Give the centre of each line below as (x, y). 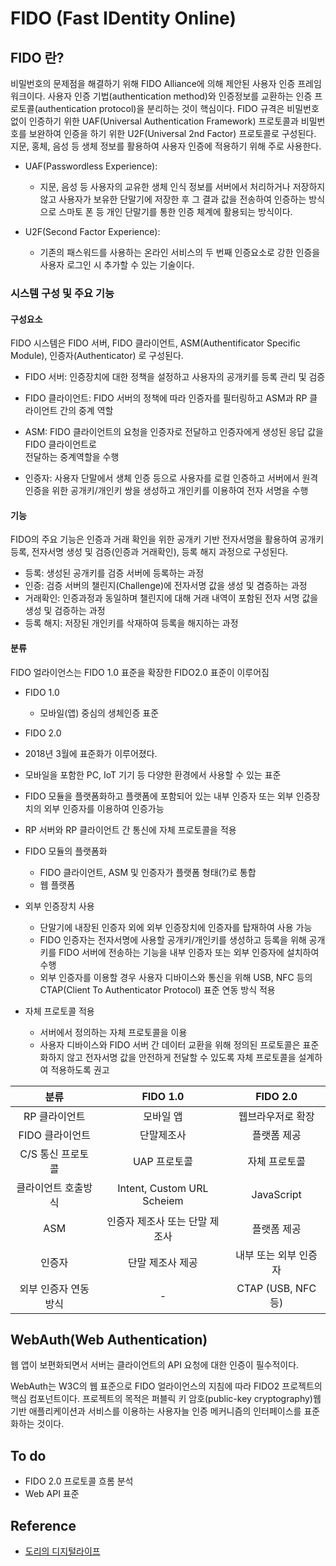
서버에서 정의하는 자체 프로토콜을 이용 (113, 1032)
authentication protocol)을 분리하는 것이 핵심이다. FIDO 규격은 (161, 108)
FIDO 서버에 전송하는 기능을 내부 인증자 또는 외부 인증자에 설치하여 (189, 952)
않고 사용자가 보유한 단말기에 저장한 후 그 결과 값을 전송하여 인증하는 (173, 199)
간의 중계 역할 (86, 411)
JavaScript (276, 1194)
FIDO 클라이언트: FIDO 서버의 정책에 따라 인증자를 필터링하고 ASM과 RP (166, 398)
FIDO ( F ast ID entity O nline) (123, 18)
